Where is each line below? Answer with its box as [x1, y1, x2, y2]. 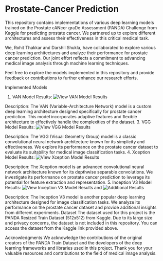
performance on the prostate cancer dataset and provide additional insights [5, 204, 157, 210]
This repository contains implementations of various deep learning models [5, 20, 154, 25]
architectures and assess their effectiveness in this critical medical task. [5, 35, 149, 41]
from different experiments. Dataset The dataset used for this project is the [5, 209, 155, 216]
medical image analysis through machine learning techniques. [5, 60, 129, 66]
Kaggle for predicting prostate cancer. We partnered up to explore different [5, 30, 156, 36]
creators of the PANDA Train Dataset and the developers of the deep [5, 239, 143, 245]
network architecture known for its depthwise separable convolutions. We [5, 169, 153, 174]
